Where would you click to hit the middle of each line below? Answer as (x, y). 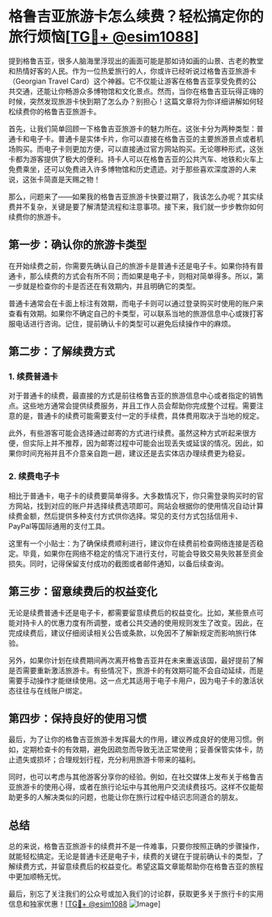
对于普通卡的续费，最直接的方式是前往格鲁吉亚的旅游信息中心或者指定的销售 (136, 396)
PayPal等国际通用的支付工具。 (59, 526)
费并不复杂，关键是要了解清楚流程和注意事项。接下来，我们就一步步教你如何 (136, 207)
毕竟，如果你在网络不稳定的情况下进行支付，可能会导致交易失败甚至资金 (143, 553)
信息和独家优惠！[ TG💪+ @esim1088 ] (85, 904)
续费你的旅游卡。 (37, 216)
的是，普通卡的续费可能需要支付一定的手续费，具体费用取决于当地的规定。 (139, 416)
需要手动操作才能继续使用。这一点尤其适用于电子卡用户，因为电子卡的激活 (132, 680)
